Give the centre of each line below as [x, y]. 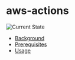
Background [30, 38]
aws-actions [37, 11]
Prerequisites [31, 44]
